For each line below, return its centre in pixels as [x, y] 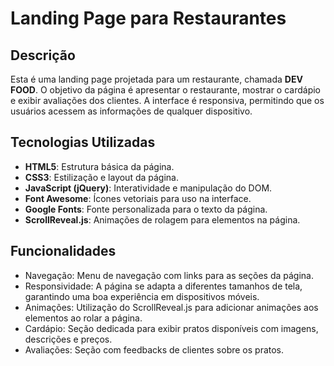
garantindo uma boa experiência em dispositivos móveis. [142, 296]
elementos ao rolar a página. [83, 318]
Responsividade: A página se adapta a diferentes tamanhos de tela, [163, 286]
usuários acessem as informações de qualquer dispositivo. [131, 111]
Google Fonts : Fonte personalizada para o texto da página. [146, 209]
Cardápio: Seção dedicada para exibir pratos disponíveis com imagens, [171, 328]
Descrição [43, 55]
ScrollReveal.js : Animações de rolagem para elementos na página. [162, 219]
